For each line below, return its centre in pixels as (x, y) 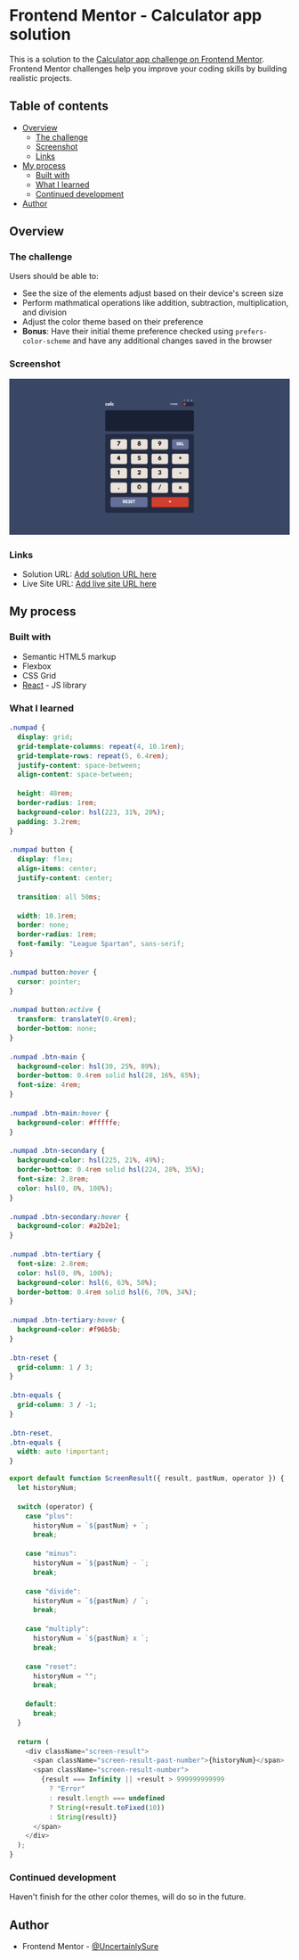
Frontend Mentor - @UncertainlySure (90, 1947)
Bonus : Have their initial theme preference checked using (128, 332)
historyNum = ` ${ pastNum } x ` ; (91, 1639)
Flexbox (36, 666)
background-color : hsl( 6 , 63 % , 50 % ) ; (87, 1282)
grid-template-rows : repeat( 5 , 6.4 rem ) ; (93, 756)
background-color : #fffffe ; (69, 1123)
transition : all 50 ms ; (59, 897)
